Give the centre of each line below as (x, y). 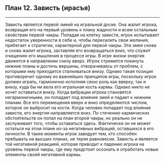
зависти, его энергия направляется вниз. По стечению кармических (77, 113)
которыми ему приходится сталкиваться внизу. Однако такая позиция (79, 71)
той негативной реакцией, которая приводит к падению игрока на (75, 144)
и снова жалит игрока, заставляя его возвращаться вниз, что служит (78, 50)
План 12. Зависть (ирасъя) (48, 8)
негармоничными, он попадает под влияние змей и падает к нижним (78, 97)
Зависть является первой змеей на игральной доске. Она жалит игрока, (82, 24)
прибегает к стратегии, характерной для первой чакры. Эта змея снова (81, 45)
